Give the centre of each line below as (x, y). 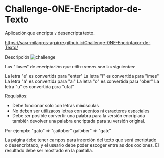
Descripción (17, 57)
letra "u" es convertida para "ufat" (40, 86)
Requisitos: (16, 96)
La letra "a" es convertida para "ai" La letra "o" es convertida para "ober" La (82, 81)
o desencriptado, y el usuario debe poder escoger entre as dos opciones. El (82, 145)
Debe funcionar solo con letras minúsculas (55, 105)
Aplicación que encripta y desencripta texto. (50, 33)
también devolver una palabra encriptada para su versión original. (79, 121)
